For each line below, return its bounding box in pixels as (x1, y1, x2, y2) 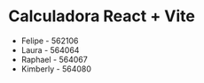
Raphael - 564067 (20, 54, 88, 64)
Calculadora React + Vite (8, 6, 196, 26)
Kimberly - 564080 (20, 64, 92, 74)
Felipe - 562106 (20, 35, 79, 46)
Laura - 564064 (20, 44, 80, 55)
